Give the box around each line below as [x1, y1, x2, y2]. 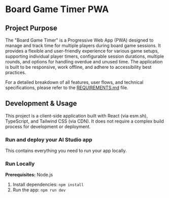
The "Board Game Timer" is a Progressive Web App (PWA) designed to [5, 37, 154, 43]
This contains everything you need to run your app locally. [5, 148, 127, 154]
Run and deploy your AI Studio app [5, 136, 92, 143]
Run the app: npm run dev [12, 187, 66, 193]
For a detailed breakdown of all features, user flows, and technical [5, 80, 144, 85]
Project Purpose [5, 24, 57, 32]
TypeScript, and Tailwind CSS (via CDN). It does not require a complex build [5, 118, 164, 124]
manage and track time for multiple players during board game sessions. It [5, 43, 161, 49]
